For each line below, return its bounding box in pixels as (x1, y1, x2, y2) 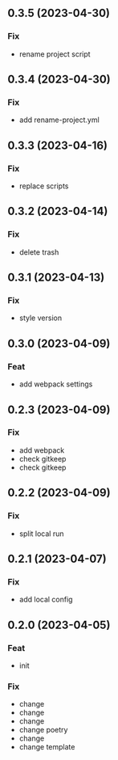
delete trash (18, 247, 59, 257)
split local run (18, 529, 64, 538)
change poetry (18, 725, 68, 735)
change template (18, 742, 75, 752)
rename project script (18, 49, 91, 59)
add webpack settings (18, 379, 93, 389)
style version (18, 313, 62, 323)
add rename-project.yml (18, 115, 100, 125)
